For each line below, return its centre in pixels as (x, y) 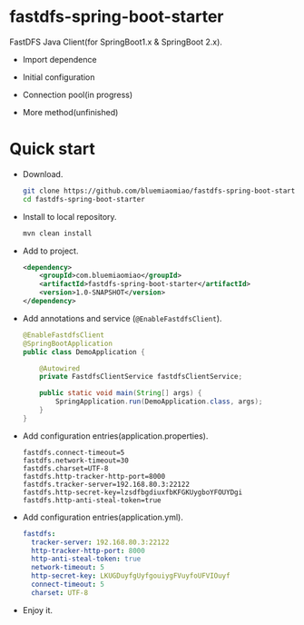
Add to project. (50, 251)
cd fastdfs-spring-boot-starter (83, 199)
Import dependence (59, 59)
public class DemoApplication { (83, 352)
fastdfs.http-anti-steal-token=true (92, 500)
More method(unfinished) (70, 112)
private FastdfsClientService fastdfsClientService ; (141, 377)
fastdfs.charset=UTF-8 (65, 468)
